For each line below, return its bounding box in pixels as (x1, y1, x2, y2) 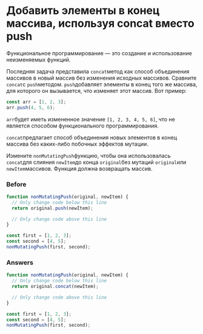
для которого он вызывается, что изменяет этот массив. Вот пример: (6, 87, 187, 94)
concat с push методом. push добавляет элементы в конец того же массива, (6, 80, 198, 88)
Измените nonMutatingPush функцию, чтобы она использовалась (6, 152, 171, 159)
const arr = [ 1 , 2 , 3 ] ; (6, 98, 67, 105)
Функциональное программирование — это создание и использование (6, 49, 192, 56)
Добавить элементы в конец (6, 4, 160, 18)
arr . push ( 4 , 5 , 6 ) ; (6, 104, 56, 111)
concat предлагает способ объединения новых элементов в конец (6, 134, 178, 141)
